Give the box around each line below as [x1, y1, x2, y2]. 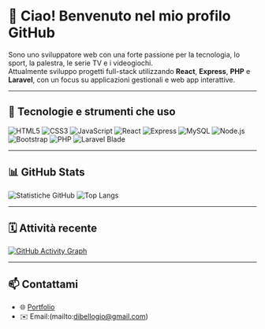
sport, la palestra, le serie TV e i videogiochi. [8, 58, 154, 68]
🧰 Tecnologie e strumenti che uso [8, 105, 176, 119]
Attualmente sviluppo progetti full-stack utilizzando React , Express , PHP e [8, 66, 251, 76]
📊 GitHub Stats [8, 165, 85, 179]
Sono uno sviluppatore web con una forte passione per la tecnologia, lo [8, 50, 241, 59]
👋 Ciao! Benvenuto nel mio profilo [8, 7, 231, 25]
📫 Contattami [8, 277, 79, 290]
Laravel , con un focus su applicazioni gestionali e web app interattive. [8, 75, 236, 84]
